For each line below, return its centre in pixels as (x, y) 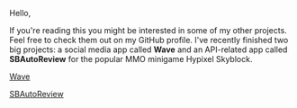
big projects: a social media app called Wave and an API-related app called (148, 49)
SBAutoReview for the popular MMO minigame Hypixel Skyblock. (131, 59)
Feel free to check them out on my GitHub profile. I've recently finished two (149, 40)
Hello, (20, 13)
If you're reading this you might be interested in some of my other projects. (148, 30)
